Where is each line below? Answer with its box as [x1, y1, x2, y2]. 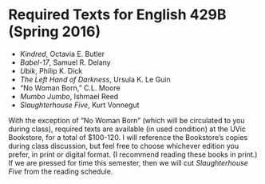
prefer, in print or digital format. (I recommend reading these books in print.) [8, 150, 258, 159]
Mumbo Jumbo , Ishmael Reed [19, 91, 119, 101]
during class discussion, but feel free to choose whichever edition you [8, 141, 239, 150]
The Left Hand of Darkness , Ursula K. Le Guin [19, 74, 172, 84]
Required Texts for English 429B [8, 6, 227, 24]
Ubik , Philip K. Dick [19, 66, 83, 75]
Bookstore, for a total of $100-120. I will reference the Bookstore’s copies [8, 132, 248, 142]
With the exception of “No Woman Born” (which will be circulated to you [8, 115, 245, 125]
